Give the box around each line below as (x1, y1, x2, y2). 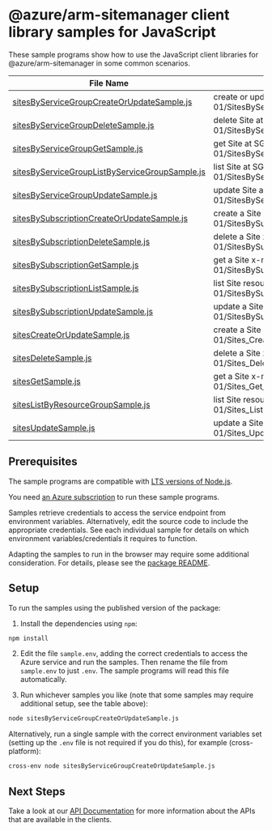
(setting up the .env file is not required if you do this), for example (8, 738, 227, 748)
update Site (213, 184, 257, 195)
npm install (8, 634, 49, 642)
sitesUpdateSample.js (12, 422, 96, 433)
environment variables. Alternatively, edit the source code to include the (8, 516, 249, 526)
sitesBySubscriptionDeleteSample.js (12, 236, 151, 247)
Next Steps (8, 784, 66, 799)
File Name (88, 77, 130, 88)
